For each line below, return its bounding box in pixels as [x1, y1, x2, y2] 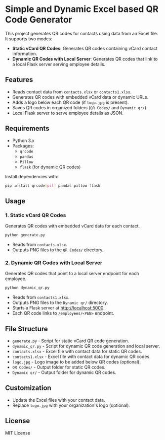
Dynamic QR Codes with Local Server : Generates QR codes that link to [12, 56, 158, 62]
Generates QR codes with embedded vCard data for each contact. [5, 223, 140, 229]
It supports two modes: [5, 36, 53, 42]
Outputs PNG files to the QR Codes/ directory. [12, 247, 104, 253]
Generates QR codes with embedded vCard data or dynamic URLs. [12, 94, 149, 100]
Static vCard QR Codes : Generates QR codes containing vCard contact [12, 45, 158, 51]
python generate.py [5, 232, 45, 238]
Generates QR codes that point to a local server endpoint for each [5, 271, 139, 277]
